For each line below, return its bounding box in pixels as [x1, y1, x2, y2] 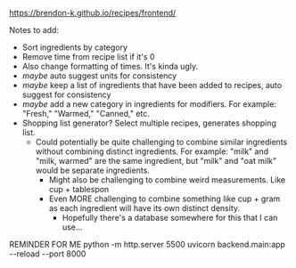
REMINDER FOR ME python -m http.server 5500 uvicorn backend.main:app [9, 240, 285, 249]
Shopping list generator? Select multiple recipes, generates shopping [21, 118, 276, 128]
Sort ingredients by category [21, 42, 127, 53]
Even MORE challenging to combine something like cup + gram [48, 193, 281, 204]
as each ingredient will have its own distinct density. [48, 203, 241, 213]
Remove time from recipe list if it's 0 [21, 52, 155, 61]
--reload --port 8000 [9, 248, 86, 259]
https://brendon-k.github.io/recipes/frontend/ [9, 8, 177, 18]
